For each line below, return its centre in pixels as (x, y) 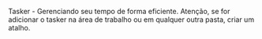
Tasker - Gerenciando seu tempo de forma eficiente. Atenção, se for (119, 11)
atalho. (19, 28)
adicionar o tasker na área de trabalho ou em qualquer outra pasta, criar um (131, 19)
